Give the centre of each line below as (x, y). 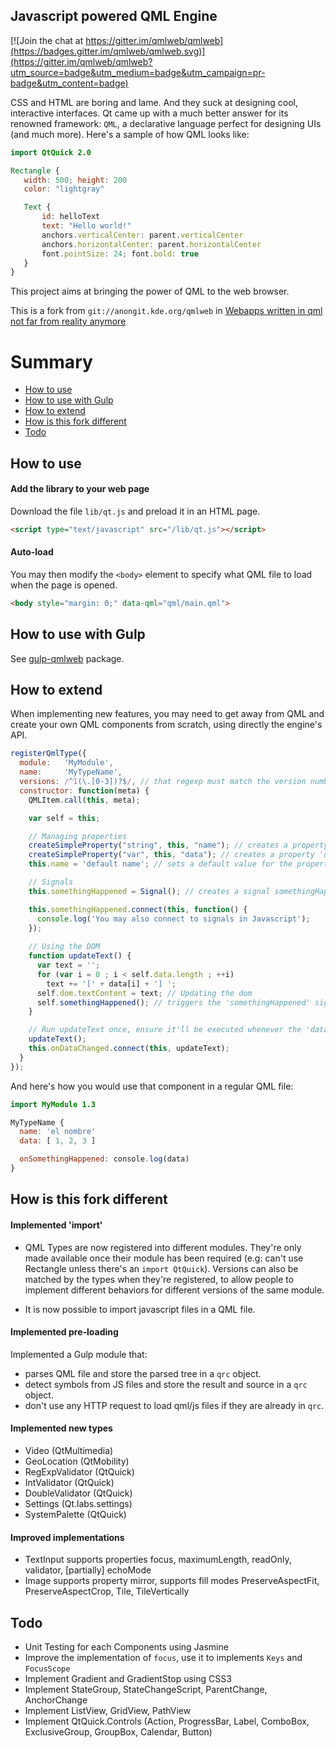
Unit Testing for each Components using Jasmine (126, 1646)
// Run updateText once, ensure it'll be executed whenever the (165, 1030)
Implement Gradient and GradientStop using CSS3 (128, 1678)
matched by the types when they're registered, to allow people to (159, 1279)
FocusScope (47, 1669)
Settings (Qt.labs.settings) (78, 1503)
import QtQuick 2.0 (51, 152)
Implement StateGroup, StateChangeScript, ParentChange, (146, 1689)
